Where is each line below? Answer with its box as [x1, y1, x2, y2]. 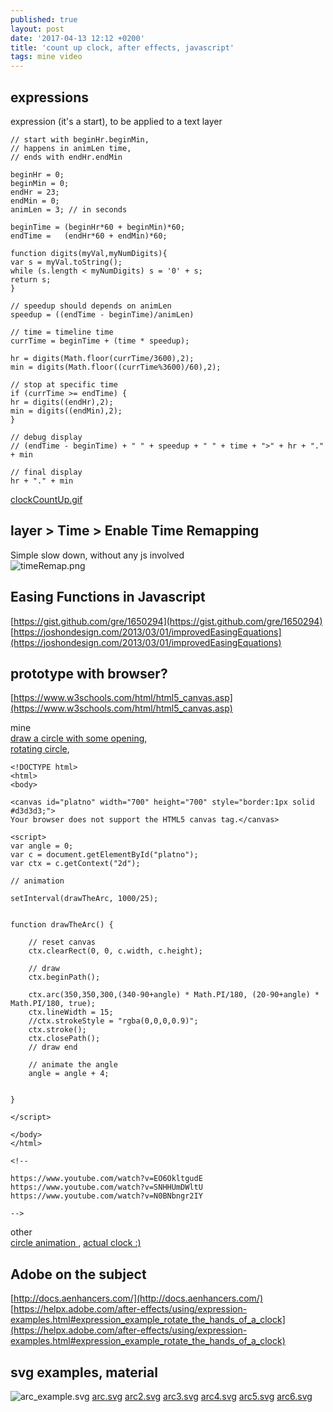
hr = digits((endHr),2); [10, 397, 114, 407]
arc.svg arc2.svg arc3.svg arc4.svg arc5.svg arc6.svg [91, 1391, 313, 1402]
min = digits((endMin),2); [10, 406, 123, 416]
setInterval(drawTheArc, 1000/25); [10, 894, 159, 904]
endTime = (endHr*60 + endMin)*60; [10, 231, 168, 241]
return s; [10, 274, 52, 285]
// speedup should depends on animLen [10, 301, 172, 311]
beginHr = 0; [10, 169, 65, 180]
